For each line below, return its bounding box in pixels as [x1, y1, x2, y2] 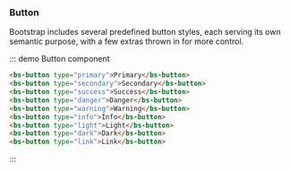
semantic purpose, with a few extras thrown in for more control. [9, 36, 244, 47]
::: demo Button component [9, 54, 110, 64]
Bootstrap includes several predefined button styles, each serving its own [9, 27, 281, 38]
